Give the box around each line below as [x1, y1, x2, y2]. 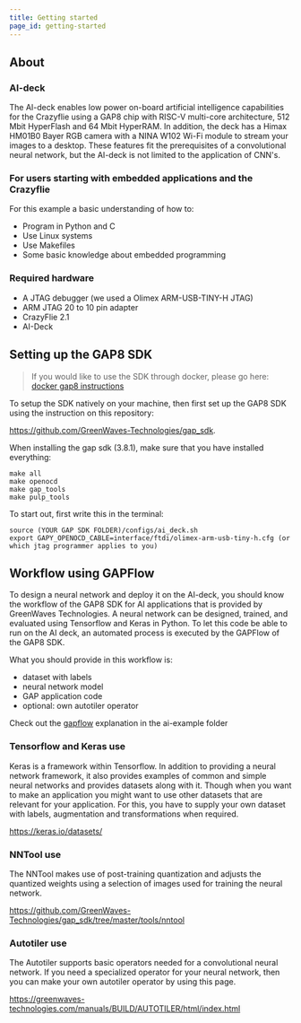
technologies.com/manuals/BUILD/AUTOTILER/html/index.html [9, 1003, 241, 1014]
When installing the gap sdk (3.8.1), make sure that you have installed [9, 442, 264, 453]
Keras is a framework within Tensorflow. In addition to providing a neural [9, 760, 276, 772]
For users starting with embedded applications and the [9, 172, 254, 185]
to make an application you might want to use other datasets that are [9, 789, 262, 800]
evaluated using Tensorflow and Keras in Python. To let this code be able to [9, 618, 288, 629]
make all [9, 468, 42, 478]
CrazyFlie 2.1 [21, 311, 70, 322]
